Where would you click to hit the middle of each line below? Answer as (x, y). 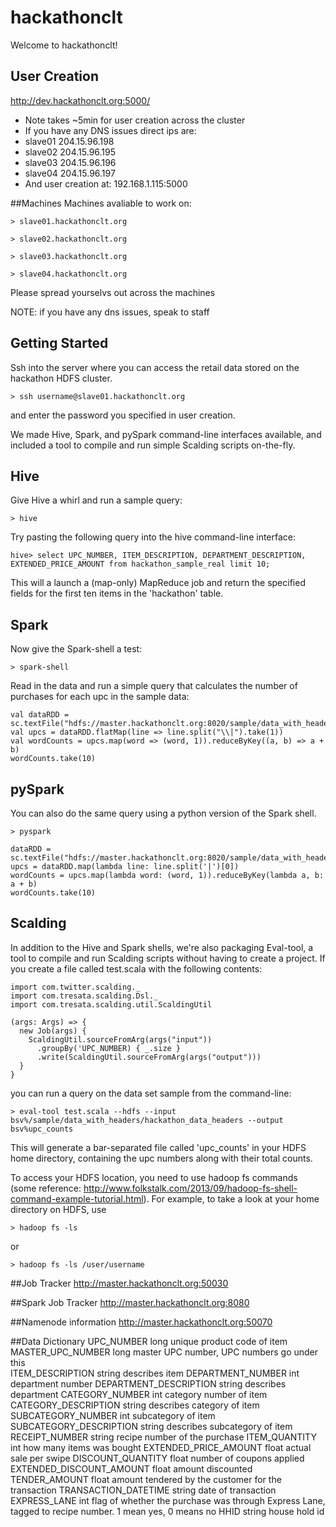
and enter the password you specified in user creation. (123, 415)
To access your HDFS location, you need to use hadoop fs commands (154, 1177)
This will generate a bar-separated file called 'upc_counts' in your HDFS (158, 1147)
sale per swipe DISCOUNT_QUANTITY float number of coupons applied (157, 1458)
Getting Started (59, 343)
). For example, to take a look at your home (231, 1198)
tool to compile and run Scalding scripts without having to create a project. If (168, 958)
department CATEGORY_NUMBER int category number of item (139, 1394)
